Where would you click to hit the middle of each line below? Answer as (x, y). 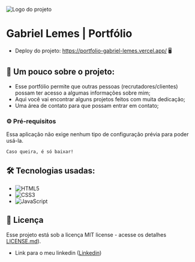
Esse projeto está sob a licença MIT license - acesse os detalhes (86, 234)
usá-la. (15, 141)
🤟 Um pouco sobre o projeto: (61, 72)
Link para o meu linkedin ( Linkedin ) (58, 252)
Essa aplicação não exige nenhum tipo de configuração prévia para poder (97, 134)
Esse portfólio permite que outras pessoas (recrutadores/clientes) (96, 86)
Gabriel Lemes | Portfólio (69, 34)
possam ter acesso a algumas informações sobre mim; (82, 93)
